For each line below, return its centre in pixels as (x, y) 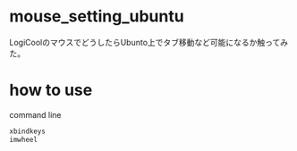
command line (35, 114)
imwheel (24, 139)
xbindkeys (28, 131)
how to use (51, 90)
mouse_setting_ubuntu (97, 17)
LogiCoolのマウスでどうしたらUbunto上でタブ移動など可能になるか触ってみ (149, 42)
